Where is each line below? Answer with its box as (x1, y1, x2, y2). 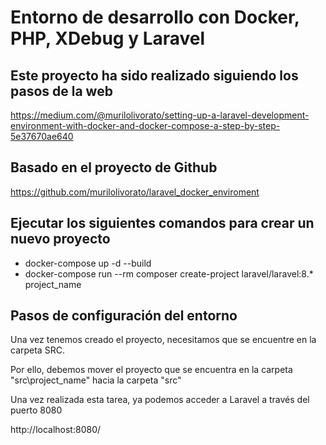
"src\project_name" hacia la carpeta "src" (10, 374, 182, 386)
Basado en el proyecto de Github (10, 159, 218, 176)
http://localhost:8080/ (10, 424, 102, 436)
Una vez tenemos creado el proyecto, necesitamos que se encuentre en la (10, 334, 317, 346)
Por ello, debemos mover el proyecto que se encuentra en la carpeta (10, 364, 293, 376)
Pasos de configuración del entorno (10, 307, 238, 325)
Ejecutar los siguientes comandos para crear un (10, 215, 315, 232)
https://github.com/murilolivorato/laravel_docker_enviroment (10, 186, 260, 198)
